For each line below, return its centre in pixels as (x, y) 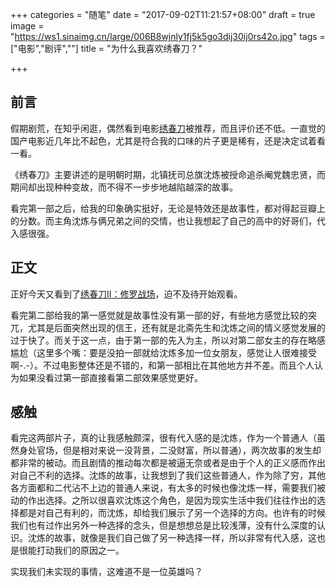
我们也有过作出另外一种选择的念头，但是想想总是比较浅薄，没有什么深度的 (163, 525)
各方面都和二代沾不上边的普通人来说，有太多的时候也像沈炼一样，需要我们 (163, 488)
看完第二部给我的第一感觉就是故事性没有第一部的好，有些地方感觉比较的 (159, 315)
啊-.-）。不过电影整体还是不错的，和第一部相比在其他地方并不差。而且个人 (162, 365)
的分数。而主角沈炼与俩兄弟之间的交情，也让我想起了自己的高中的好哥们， (163, 220)
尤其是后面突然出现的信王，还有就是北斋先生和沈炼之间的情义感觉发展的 (176, 327)
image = (27, 26)
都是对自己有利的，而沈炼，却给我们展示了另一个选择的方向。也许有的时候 (172, 513)
